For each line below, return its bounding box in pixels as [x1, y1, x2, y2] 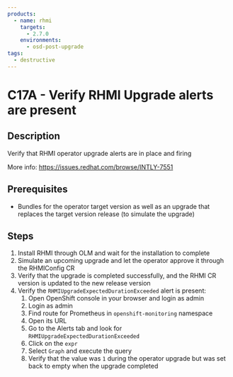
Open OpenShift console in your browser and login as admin [28, 294, 204, 303]
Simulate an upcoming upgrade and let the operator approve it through [17, 257, 225, 265]
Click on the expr [28, 339, 78, 348]
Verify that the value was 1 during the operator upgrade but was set [28, 354, 226, 363]
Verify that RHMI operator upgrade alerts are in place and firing [7, 149, 192, 157]
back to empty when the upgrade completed [28, 362, 159, 371]
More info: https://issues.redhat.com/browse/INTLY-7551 [7, 162, 174, 171]
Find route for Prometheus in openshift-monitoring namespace [28, 309, 213, 317]
